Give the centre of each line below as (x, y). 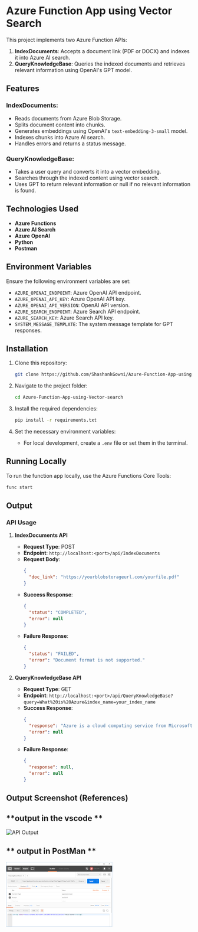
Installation (27, 349)
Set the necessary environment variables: (65, 431)
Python (24, 242)
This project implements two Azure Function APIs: (67, 40)
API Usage (21, 522)
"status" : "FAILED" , (54, 654)
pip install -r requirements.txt (56, 421)
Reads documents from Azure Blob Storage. (68, 118)
